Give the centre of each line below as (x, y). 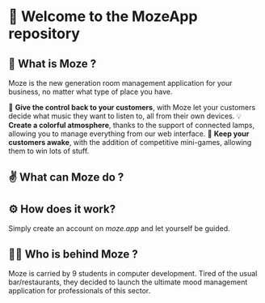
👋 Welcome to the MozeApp (103, 17)
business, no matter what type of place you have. (90, 92)
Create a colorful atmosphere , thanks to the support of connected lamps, (132, 125)
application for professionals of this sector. (80, 291)
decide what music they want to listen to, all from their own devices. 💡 (125, 116)
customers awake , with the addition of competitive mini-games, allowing (130, 142)
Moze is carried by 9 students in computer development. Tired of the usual (133, 274)
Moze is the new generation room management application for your (120, 83)
